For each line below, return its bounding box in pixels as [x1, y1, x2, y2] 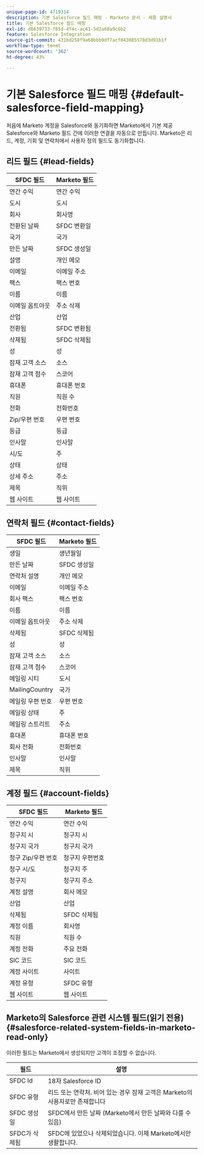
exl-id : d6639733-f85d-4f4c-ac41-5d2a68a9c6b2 [6, 26, 126, 32]
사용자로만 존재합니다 [47, 1097, 106, 1106]
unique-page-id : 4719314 [6, 9, 69, 15]
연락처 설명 [9, 572, 39, 580]
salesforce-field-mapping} [6, 101, 144, 114]
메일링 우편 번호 [9, 697, 52, 705]
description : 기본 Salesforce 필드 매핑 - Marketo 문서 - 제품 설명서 [6, 15, 172, 21]
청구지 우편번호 [63, 854, 104, 862]
